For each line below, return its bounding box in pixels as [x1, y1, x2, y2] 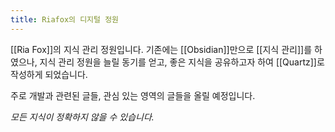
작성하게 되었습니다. [10, 68, 88, 80]
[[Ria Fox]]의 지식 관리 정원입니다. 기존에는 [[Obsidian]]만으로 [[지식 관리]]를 [10, 43, 313, 55]
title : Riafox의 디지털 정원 [10, 14, 120, 25]
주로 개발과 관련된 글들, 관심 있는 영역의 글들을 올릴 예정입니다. [10, 89, 256, 101]
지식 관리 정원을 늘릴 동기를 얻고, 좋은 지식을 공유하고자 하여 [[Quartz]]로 [39, 56, 325, 68]
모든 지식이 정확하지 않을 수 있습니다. [10, 111, 155, 123]
